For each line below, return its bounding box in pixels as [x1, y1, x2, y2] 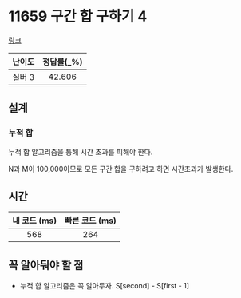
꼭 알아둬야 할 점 [8, 258, 84, 272]
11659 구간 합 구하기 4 [8, 7, 148, 26]
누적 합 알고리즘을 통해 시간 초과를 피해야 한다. [8, 147, 153, 157]
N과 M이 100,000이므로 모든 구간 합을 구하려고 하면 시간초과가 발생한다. [8, 164, 234, 173]
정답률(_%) [42, 56, 83, 67]
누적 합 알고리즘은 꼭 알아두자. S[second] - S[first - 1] [19, 281, 190, 291]
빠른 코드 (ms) [64, 215, 117, 226]
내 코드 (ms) [12, 215, 57, 226]
